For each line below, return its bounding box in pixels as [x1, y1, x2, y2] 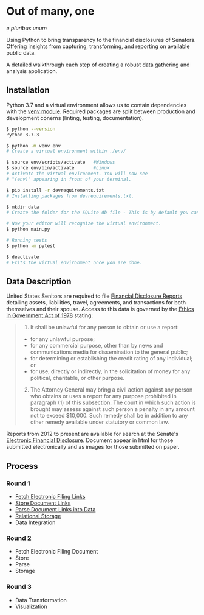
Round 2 [6, 534, 32, 543]
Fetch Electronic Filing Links [15, 493, 86, 500]
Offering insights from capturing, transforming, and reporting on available [6, 43, 190, 50]
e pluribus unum [6, 24, 47, 32]
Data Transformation [15, 596, 67, 603]
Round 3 [6, 583, 32, 591]
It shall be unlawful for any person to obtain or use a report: [30, 324, 179, 331]
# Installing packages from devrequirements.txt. [6, 193, 135, 199]
